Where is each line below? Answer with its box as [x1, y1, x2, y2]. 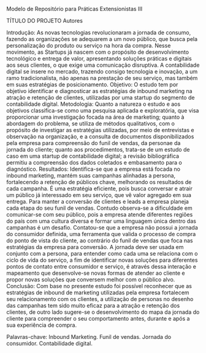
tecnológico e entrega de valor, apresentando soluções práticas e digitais [6, 55, 192, 62]
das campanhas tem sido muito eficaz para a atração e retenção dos [6, 302, 180, 309]
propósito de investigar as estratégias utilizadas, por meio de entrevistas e [6, 127, 194, 133]
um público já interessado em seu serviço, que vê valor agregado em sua [6, 191, 192, 198]
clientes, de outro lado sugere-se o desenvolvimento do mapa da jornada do [6, 308, 200, 316]
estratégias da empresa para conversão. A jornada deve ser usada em [6, 243, 184, 250]
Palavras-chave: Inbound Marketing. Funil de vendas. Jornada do [6, 333, 172, 340]
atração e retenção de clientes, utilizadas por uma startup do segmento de [6, 94, 195, 101]
